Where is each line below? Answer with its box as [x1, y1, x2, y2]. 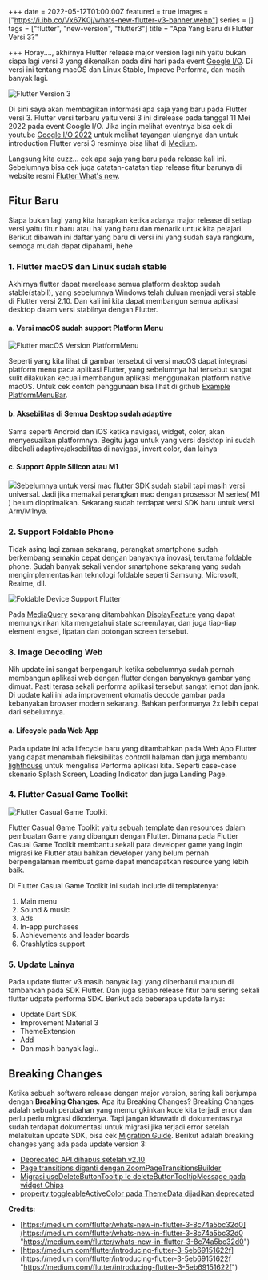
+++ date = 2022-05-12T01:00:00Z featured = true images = [8, 7, 209, 16]
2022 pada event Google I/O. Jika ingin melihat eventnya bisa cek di [8, 122, 233, 131]
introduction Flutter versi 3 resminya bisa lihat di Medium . [8, 139, 198, 147]
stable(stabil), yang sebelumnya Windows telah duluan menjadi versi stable [8, 288, 257, 297]
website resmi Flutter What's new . [8, 171, 120, 180]
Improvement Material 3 [19, 1018, 99, 1028]
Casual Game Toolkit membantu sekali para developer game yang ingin [8, 839, 243, 849]
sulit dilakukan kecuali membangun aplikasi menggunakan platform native [8, 373, 252, 383]
